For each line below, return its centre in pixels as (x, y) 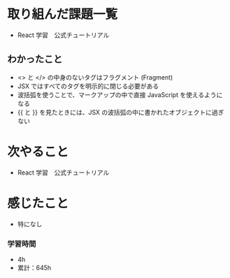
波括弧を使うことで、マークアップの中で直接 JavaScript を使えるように (120, 94)
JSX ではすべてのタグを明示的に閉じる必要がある (88, 86)
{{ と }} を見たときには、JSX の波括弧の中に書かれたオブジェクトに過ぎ (121, 112)
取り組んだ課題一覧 (63, 14)
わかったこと (35, 59)
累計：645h (34, 268)
